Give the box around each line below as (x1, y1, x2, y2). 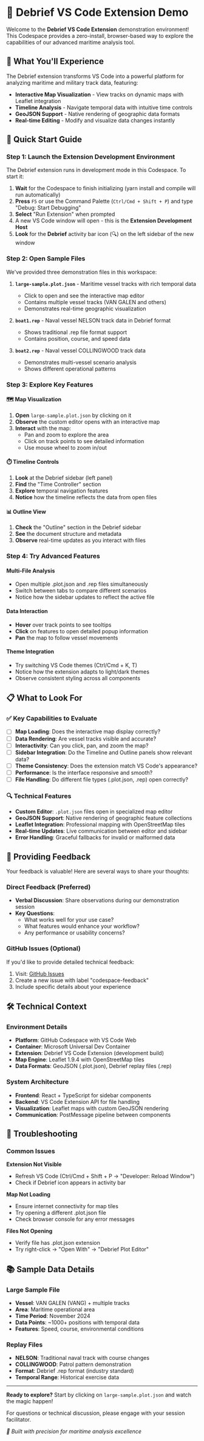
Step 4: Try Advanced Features (6, 552, 100, 560)
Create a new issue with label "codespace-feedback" (15, 977, 149, 984)
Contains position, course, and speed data (24, 335, 131, 342)
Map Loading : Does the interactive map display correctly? (15, 728, 161, 735)
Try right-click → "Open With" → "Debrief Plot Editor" (15, 1246, 149, 1253)
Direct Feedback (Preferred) (6, 883, 91, 891)
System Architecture (6, 1078, 69, 1086)
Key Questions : (15, 909, 55, 917)
